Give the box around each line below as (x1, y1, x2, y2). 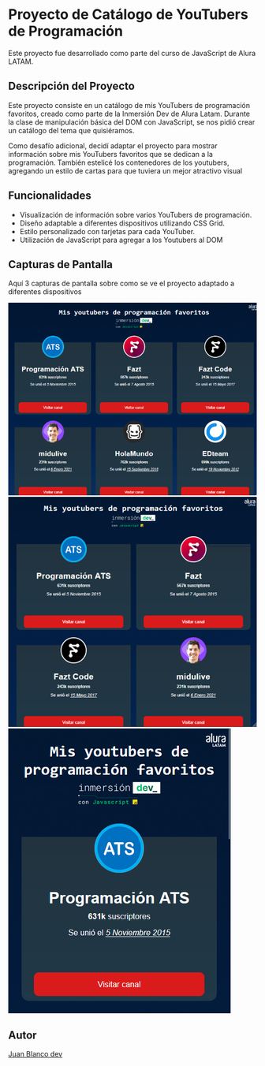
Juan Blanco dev (8, 1049, 63, 1059)
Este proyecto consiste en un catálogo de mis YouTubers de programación (8, 100, 251, 110)
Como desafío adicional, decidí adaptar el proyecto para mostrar (8, 140, 218, 151)
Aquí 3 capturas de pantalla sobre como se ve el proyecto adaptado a (8, 278, 235, 289)
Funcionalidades (8, 189, 92, 203)
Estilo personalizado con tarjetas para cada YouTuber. (19, 226, 196, 236)
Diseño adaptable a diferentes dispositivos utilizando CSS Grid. (19, 218, 226, 228)
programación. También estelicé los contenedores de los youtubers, (8, 158, 230, 167)
